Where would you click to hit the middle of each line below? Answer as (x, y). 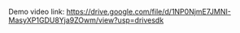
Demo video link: (37, 12)
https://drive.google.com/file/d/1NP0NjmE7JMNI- (149, 12)
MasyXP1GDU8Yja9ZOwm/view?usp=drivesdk (86, 20)
